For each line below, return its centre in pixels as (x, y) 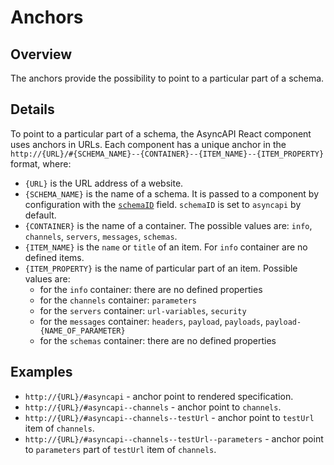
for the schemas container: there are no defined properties (158, 340)
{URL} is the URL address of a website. (104, 183)
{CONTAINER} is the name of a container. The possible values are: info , (168, 225)
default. (40, 215)
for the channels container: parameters (118, 300)
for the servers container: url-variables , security (143, 310)
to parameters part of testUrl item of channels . (120, 449)
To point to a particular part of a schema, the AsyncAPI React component (161, 133)
